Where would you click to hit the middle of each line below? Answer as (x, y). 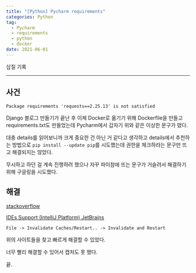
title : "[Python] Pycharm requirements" (56, 11)
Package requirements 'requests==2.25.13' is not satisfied (81, 106)
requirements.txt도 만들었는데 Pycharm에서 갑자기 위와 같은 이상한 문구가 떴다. (97, 125)
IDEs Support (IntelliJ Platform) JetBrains (55, 218)
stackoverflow (23, 206)
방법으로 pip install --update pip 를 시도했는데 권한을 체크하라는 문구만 (96, 145)
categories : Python (30, 17)
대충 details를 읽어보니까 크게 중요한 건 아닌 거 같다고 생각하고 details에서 (90, 137)
